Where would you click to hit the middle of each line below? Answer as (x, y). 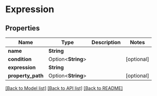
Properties (23, 28)
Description (106, 42)
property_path (26, 76)
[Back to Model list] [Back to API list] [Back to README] (64, 88)
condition (20, 59)
